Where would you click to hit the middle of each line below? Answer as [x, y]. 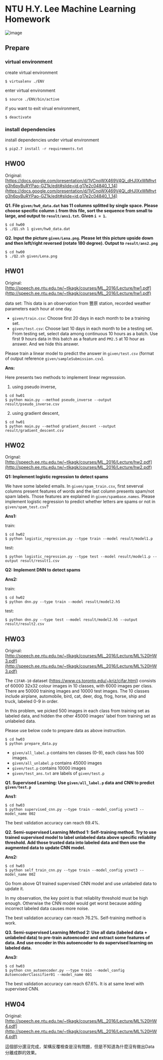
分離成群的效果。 [22, 1052]
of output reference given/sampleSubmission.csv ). [55, 359]
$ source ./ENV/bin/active [32, 99]
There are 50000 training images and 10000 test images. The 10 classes [77, 691]
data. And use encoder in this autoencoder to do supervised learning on [79, 943]
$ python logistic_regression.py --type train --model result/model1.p [79, 539]
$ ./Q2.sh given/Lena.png [31, 256]
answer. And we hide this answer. [46, 344]
